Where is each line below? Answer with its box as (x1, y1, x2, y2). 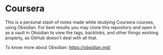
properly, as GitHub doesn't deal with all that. (5, 35, 98, 41)
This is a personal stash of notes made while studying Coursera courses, (5, 19, 155, 25)
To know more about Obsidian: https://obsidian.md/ (5, 44, 111, 50)
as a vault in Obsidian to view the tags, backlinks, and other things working (5, 29, 159, 35)
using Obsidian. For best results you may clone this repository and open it (5, 24, 156, 30)
